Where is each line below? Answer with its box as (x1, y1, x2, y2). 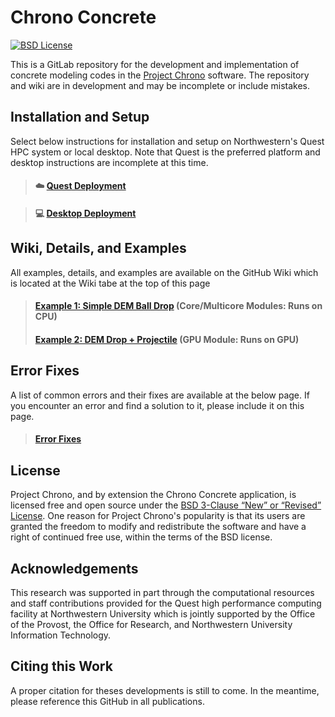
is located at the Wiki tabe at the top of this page (10, 277, 211, 289)
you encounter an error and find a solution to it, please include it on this (10, 399, 305, 411)
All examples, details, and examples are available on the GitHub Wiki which (10, 266, 319, 278)
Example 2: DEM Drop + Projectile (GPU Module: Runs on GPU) (34, 333, 300, 345)
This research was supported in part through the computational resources (10, 586, 315, 598)
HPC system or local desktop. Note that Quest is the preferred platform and (10, 146, 321, 158)
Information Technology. (10, 629, 112, 641)
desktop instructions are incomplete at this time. (10, 156, 209, 168)
